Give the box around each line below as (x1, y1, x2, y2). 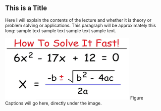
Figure (130, 95, 144, 101)
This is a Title (5, 4, 47, 12)
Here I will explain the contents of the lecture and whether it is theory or (5, 17, 152, 23)
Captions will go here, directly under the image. (5, 100, 102, 106)
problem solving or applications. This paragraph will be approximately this (5, 22, 156, 28)
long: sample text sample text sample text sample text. (5, 27, 116, 34)
